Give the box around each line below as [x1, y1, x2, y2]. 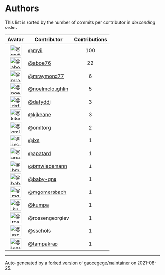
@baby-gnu [28, 175, 57, 182]
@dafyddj [28, 98, 51, 105]
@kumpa [28, 201, 49, 208]
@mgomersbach [28, 189, 67, 195]
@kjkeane [28, 111, 52, 118]
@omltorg [28, 124, 51, 131]
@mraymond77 [28, 72, 65, 79]
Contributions [74, 36, 107, 43]
